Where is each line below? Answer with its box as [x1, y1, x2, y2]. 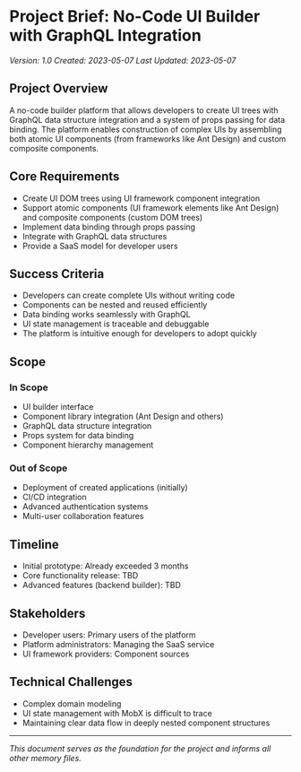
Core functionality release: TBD [21, 570, 139, 581]
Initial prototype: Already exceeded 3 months [21, 560, 189, 571]
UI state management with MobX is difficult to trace [21, 707, 212, 718]
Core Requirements [9, 169, 120, 185]
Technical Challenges [9, 674, 133, 690]
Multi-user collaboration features [21, 511, 144, 522]
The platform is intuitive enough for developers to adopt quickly [21, 328, 257, 339]
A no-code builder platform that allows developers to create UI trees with [9, 105, 279, 116]
